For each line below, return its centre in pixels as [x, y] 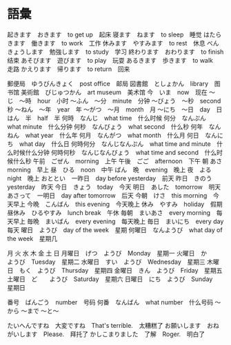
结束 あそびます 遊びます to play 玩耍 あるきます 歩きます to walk [110, 60]
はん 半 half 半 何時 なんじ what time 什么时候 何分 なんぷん [107, 118]
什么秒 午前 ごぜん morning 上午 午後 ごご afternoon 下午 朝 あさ [118, 161]
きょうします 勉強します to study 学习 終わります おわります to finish [115, 52]
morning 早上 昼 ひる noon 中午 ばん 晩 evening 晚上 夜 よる [109, 169]
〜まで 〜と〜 [40, 311]
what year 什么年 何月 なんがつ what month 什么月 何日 [112, 135]
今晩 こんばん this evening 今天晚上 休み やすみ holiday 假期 [124, 204]
